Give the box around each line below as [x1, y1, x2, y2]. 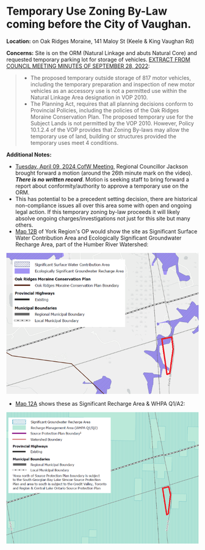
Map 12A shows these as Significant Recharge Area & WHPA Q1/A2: [15, 400, 185, 407]
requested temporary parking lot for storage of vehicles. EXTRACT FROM [6, 56, 190, 63]
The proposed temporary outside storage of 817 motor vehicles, [30, 74, 191, 81]
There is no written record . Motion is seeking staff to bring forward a [15, 175, 189, 183]
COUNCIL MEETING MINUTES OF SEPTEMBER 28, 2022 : [6, 62, 150, 70]
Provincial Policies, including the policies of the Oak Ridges [30, 106, 179, 114]
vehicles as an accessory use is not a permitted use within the [30, 87, 187, 94]
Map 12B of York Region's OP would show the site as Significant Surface [15, 227, 198, 235]
